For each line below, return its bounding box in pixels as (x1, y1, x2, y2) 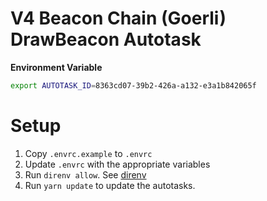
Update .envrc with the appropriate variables (24, 158, 211, 170)
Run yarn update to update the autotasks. (24, 179, 196, 191)
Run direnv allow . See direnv (24, 168, 147, 181)
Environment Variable (10, 61, 103, 73)
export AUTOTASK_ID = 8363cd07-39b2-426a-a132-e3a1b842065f (10, 80, 257, 91)
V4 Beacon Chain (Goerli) (10, 7, 227, 30)
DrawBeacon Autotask (10, 28, 202, 51)
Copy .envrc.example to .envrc (24, 147, 153, 159)
